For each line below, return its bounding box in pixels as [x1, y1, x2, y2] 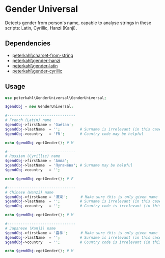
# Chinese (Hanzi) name [5, 190, 54, 195]
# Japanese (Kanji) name [5, 226, 56, 231]
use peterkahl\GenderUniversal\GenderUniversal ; [5, 95, 107, 100]
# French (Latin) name [5, 118, 52, 123]
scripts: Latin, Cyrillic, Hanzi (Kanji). [5, 25, 77, 31]
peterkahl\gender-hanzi [12, 58, 60, 64]
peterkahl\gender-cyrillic [12, 68, 63, 74]
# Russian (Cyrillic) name [5, 154, 60, 159]
